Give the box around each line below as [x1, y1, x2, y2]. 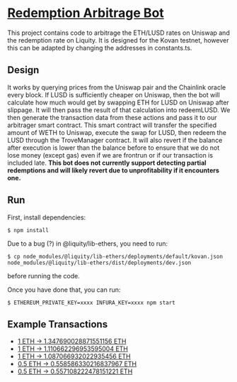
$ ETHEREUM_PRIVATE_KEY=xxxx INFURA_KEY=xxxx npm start [7, 299, 175, 306]
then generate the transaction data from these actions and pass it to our [7, 113, 217, 121]
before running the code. [7, 271, 80, 280]
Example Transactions [7, 318, 108, 330]
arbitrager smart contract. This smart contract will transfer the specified [7, 121, 217, 129]
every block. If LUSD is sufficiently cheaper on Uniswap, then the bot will [7, 90, 221, 99]
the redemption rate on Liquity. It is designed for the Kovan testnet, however [7, 36, 229, 44]
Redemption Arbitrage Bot [7, 5, 164, 21]
